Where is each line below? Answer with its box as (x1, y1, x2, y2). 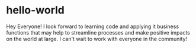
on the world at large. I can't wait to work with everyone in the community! (6, 35, 188, 42)
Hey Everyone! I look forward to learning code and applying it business (6, 23, 179, 30)
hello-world (6, 4, 65, 17)
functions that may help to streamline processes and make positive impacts (6, 29, 191, 36)
